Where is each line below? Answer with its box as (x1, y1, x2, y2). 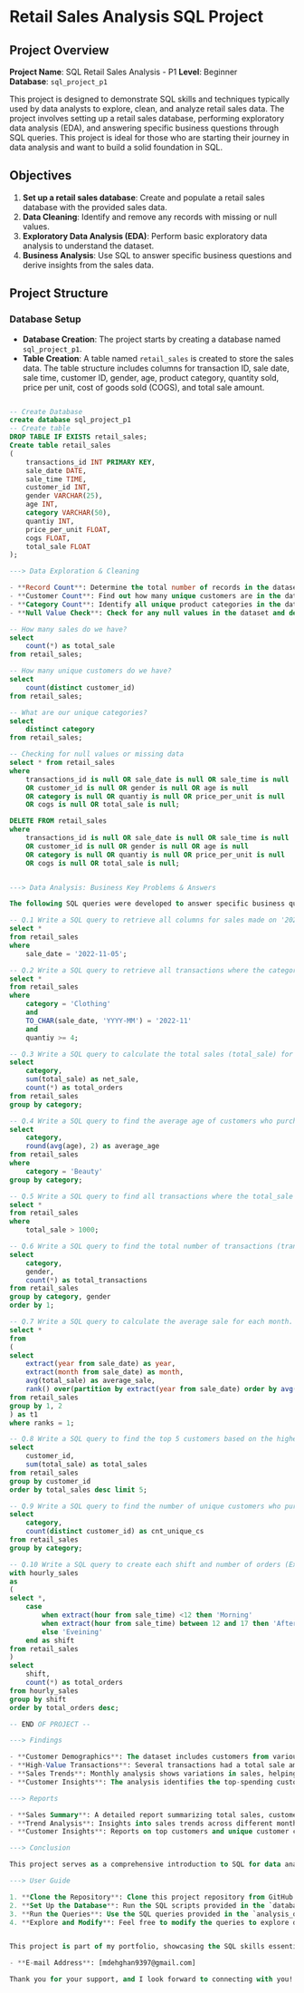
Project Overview (9, 43, 109, 58)
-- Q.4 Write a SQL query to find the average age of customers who (9, 1117, 273, 1126)
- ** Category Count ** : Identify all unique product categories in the (9, 600, 281, 609)
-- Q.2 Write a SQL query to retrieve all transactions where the (9, 965, 265, 975)
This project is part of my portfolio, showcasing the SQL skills (9, 1942, 265, 1951)
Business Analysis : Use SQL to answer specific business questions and (22, 249, 292, 260)
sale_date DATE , (25, 466, 88, 475)
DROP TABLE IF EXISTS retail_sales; (9, 432, 147, 441)
